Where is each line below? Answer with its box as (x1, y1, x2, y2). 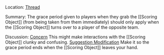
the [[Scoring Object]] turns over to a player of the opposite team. (5, 24, 140, 30)
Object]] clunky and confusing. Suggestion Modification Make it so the (5, 39, 150, 45)
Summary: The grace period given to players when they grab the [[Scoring (5, 14, 158, 19)
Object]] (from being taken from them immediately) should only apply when (5, 19, 160, 25)
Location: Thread (5, 4, 41, 10)
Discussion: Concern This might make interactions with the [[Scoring (5, 34, 146, 40)
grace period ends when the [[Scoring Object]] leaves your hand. (5, 45, 139, 50)
